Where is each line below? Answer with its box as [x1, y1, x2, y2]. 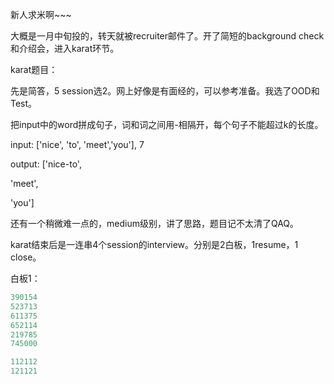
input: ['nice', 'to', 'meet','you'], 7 [10, 139, 145, 150]
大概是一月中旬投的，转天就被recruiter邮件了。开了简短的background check [10, 30, 325, 42]
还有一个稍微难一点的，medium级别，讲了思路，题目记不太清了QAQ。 [10, 218, 300, 229]
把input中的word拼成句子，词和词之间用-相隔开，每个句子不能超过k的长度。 [10, 119, 324, 130]
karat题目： [10, 64, 58, 75]
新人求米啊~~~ [10, 9, 72, 20]
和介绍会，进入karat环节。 [10, 43, 120, 54]
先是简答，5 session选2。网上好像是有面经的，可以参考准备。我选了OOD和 [10, 85, 320, 97]
